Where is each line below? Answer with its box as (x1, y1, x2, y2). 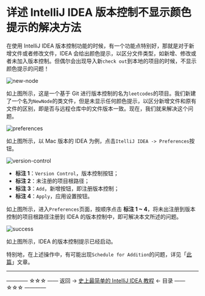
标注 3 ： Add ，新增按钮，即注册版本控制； (15, 185, 120, 192)
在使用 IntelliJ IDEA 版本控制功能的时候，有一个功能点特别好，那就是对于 (6, 42, 189, 49)
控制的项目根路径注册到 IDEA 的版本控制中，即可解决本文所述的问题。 (6, 213, 182, 220)
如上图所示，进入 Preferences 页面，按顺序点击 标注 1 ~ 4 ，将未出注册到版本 (6, 205, 196, 213)
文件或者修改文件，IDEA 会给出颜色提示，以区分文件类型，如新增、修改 (11, 49, 191, 57)
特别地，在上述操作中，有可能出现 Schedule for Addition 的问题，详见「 (6, 250, 187, 258)
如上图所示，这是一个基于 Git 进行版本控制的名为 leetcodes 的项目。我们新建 (6, 90, 196, 97)
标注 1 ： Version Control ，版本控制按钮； (15, 169, 119, 177)
